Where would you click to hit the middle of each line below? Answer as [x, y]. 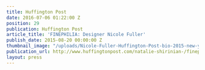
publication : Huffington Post [45, 29]
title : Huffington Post [37, 12]
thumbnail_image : [28, 46]
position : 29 [23, 23]
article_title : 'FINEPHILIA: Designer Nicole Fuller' [76, 35]
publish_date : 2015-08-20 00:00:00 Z [54, 40]
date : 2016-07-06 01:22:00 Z [43, 18]
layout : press [24, 57]
